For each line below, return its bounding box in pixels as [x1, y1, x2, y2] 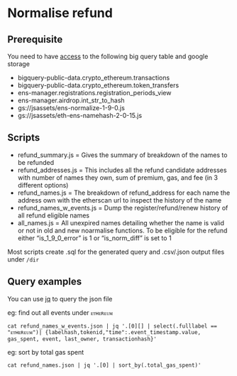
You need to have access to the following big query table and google [7, 52, 209, 60]
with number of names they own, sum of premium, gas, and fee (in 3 [17, 173, 219, 182]
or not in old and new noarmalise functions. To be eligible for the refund [17, 226, 228, 235]
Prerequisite [7, 33, 63, 45]
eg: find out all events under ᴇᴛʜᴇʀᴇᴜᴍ [7, 308, 114, 317]
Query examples [7, 276, 82, 288]
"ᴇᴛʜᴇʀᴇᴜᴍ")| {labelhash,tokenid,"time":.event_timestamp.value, [7, 328, 201, 335]
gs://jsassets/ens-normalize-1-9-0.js [17, 104, 126, 112]
